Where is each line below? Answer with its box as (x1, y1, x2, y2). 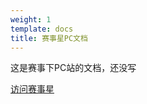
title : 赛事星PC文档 (10, 33, 88, 43)
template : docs (10, 24, 74, 34)
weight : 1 (10, 14, 52, 25)
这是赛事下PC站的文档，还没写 (10, 62, 137, 74)
